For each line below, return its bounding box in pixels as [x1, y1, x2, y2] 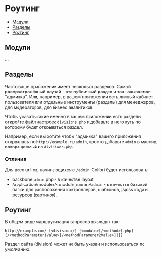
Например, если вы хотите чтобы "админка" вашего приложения [5, 133, 141, 139]
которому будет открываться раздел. [5, 124, 83, 129]
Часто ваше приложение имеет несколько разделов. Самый [5, 83, 131, 89]
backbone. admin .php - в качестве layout [12, 176, 94, 182]
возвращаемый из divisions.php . [5, 144, 74, 149]
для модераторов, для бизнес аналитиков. [5, 104, 94, 110]
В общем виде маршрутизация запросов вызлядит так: [5, 219, 120, 224]
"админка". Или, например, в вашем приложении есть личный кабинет [5, 93, 153, 100]
